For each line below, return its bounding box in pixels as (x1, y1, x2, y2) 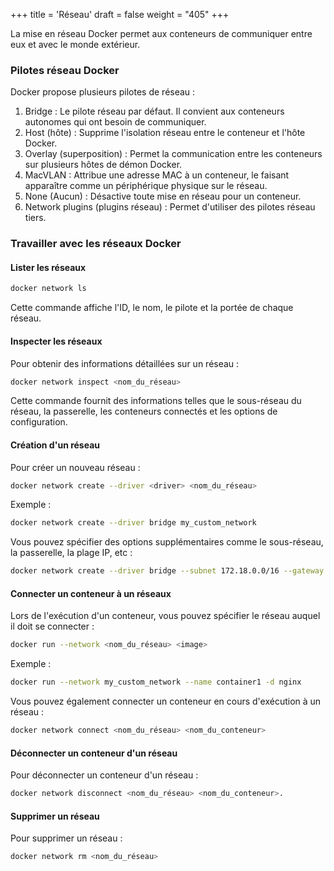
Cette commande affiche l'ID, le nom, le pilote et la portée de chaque (10, 302, 294, 314)
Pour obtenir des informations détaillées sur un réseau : (10, 357, 240, 369)
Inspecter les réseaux (10, 335, 103, 347)
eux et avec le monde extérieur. (10, 39, 141, 50)
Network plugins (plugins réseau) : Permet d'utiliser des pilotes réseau (24, 201, 316, 213)
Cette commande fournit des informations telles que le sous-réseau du (10, 395, 302, 407)
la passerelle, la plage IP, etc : (10, 547, 133, 559)
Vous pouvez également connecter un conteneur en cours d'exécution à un (10, 695, 322, 708)
